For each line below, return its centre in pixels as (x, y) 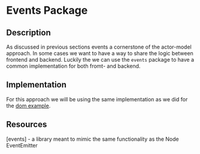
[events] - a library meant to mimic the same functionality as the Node (93, 139)
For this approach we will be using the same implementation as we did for (97, 99)
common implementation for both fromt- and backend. (73, 66)
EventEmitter (22, 145)
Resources (27, 124)
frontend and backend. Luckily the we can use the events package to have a (100, 60)
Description (28, 33)
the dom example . (28, 105)
